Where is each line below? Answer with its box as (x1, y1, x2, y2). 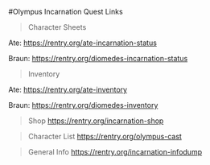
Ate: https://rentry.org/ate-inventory (8, 85, 127, 94)
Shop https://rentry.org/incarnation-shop (27, 116, 164, 126)
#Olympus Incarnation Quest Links (8, 7, 123, 16)
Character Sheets (27, 23, 87, 31)
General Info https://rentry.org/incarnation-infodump (27, 147, 203, 156)
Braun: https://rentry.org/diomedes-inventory (8, 101, 159, 109)
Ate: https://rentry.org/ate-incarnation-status (8, 38, 157, 47)
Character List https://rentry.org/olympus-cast (27, 132, 183, 141)
